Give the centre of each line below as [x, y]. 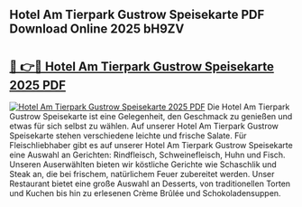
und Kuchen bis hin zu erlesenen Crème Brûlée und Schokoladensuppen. [145, 193]
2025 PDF [37, 85]
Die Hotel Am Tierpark [248, 107]
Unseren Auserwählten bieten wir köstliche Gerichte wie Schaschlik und [143, 165]
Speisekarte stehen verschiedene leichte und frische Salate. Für [128, 136]
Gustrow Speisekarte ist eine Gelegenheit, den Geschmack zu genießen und [151, 116]
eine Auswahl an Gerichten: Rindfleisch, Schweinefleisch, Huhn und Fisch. [147, 155]
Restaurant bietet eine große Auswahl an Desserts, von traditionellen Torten [150, 183]
